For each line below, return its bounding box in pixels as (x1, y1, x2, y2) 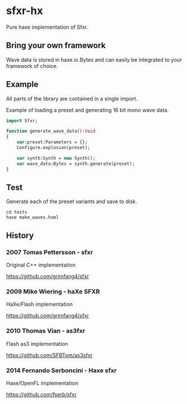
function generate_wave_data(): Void (6, 128, 96, 134)
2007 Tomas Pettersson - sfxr (6, 248, 93, 256)
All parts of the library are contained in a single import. (6, 95, 138, 102)
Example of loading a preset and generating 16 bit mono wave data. (6, 106, 169, 113)
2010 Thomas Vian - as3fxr (6, 327, 86, 335)
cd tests (6, 210, 28, 216)
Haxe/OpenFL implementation (6, 379, 79, 386)
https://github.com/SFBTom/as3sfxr (6, 351, 93, 359)
